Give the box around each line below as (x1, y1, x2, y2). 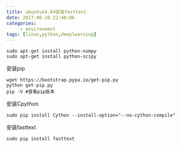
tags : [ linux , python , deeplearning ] (6, 32, 97, 38)
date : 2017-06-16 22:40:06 (6, 15, 75, 21)
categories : (6, 20, 37, 26)
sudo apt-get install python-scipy (6, 53, 97, 60)
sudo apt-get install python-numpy (6, 48, 97, 55)
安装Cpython (6, 100, 39, 108)
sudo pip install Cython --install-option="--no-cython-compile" (6, 112, 176, 118)
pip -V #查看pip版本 (6, 89, 55, 95)
